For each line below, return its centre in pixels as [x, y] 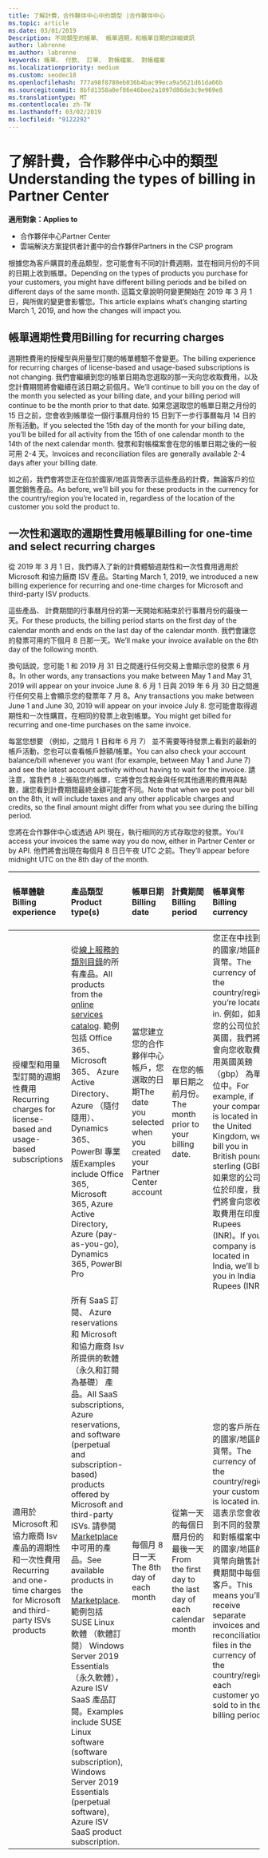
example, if [233, 1096]
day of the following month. [53, 650]
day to [183, 1579]
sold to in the [237, 1705]
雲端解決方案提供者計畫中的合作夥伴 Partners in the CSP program [126, 246]
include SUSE [96, 1722]
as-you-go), [95, 1244]
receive [227, 1606]
